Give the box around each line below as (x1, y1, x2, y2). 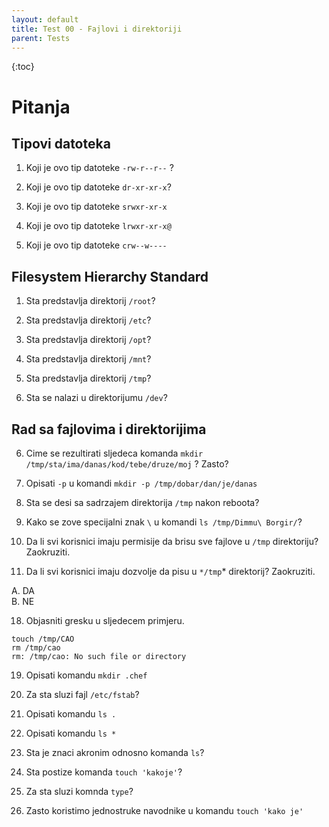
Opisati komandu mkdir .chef (25, 669, 148, 681)
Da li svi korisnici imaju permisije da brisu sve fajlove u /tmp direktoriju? (25, 536, 319, 547)
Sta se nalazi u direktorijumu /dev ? (25, 392, 168, 404)
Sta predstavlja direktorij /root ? (25, 295, 156, 307)
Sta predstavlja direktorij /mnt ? (25, 353, 152, 365)
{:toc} (11, 61, 35, 73)
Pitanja (11, 96, 71, 118)
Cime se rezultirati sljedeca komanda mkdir (25, 447, 204, 459)
